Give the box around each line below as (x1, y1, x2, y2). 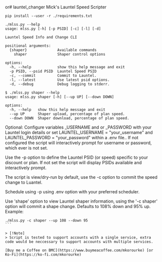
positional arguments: (5, 43, 51, 48)
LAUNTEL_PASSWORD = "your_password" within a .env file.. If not (5, 135, 139, 140)
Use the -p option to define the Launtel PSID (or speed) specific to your (5, 154, 148, 160)
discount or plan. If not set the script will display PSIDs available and (5, 160, 142, 165)
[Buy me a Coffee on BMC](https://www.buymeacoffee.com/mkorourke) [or (5, 248, 153, 253)
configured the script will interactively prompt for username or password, (5, 140, 152, 146)
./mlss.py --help (5, 22, 40, 27)
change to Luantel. (5, 180, 43, 185)
